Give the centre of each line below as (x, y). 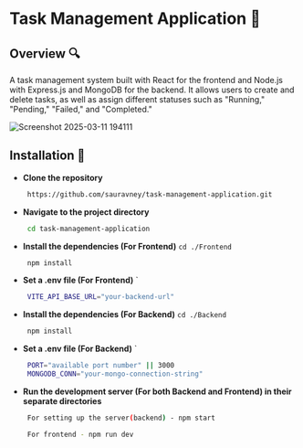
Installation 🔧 (47, 156)
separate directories (62, 400)
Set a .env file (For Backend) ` (80, 349)
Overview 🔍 (45, 53)
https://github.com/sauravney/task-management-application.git (150, 194)
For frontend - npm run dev (80, 434)
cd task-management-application (89, 229)
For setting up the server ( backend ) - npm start (121, 418)
